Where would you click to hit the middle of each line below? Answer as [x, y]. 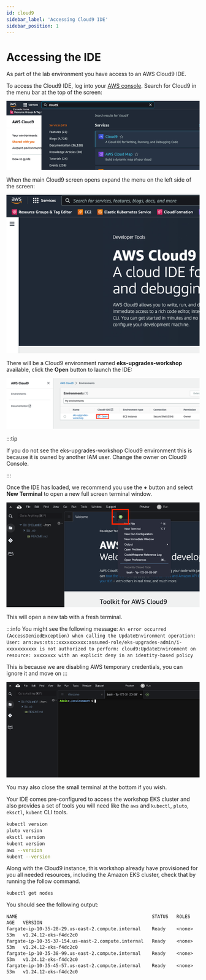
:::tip [12, 439]
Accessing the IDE [54, 57]
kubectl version [27, 824]
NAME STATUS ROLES [98, 917]
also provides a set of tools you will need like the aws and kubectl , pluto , [97, 806]
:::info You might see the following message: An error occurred [86, 628]
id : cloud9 [20, 13]
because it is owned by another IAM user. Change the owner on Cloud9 [97, 457]
